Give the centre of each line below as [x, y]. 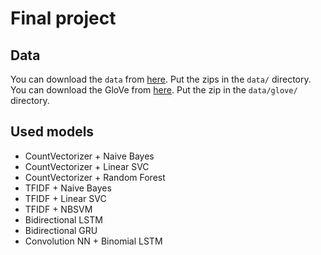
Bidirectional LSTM [63, 219]
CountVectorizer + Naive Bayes [89, 156]
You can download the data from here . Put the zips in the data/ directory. [161, 79]
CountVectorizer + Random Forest [95, 177]
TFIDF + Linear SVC [65, 198]
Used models [52, 132]
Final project [63, 18]
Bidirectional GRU [61, 230]
